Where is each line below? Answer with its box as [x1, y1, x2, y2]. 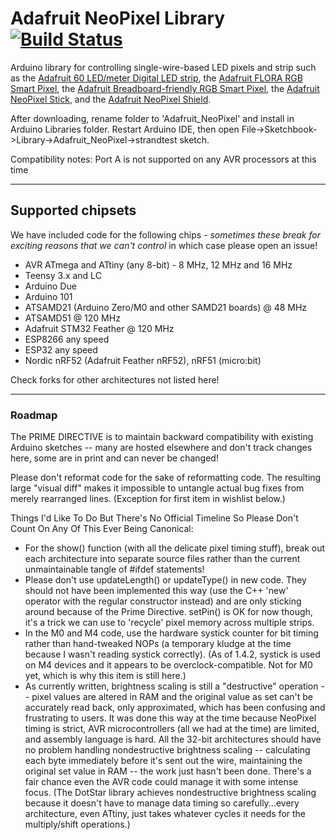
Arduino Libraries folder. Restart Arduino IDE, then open [10, 123, 240, 135]
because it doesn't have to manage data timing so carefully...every [24, 797, 300, 809]
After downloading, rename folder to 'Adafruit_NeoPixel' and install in [10, 112, 295, 124]
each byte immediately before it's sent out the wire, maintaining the [24, 755, 303, 767]
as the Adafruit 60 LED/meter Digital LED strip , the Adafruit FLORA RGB [10, 72, 303, 84]
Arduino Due [24, 280, 77, 292]
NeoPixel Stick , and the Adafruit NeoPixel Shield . [10, 93, 212, 105]
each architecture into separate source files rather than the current [24, 553, 301, 565]
